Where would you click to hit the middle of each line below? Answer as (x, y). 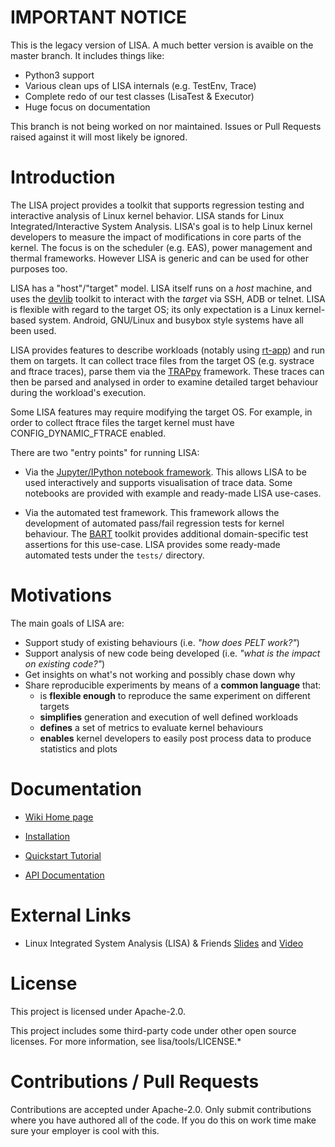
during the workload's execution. (78, 392)
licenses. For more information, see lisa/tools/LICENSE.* (126, 1041)
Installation (47, 836)
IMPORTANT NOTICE (99, 17)
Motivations (61, 595)
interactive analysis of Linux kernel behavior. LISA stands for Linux (147, 215)
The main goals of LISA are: (67, 623)
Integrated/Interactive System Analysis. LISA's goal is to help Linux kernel (161, 226)
